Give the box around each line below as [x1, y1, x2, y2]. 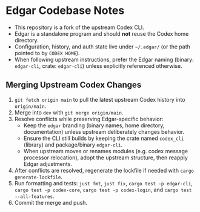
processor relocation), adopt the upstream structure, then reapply [23, 154, 188, 161]
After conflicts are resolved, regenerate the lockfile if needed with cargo [14, 167, 195, 174]
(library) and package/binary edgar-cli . [23, 141, 123, 148]
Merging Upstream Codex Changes [5, 80, 142, 90]
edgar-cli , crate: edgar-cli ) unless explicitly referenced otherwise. [14, 62, 182, 70]
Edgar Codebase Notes [5, 4, 125, 18]
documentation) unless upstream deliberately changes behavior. [23, 128, 185, 135]
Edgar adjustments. [23, 160, 72, 167]
